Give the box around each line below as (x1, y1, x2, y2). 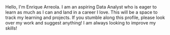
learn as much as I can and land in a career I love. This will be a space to (5, 9, 158, 15)
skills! (5, 25, 17, 31)
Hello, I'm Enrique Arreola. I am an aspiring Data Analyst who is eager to (5, 4, 157, 10)
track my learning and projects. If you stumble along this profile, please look (5, 14, 165, 20)
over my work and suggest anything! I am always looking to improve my (5, 20, 156, 26)
